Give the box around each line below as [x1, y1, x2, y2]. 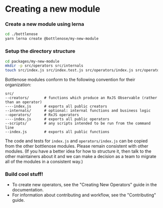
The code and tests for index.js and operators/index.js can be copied [5, 138, 148, 144]
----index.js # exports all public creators [5, 104, 108, 109]
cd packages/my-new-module [5, 59, 60, 64]
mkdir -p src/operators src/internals [5, 63, 83, 69]
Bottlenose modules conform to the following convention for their [5, 77, 135, 83]
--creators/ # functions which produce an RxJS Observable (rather [5, 96, 158, 101]
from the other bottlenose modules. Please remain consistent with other [5, 143, 149, 149]
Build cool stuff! [5, 171, 44, 178]
